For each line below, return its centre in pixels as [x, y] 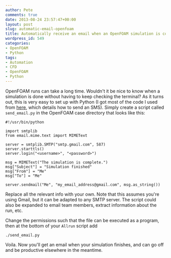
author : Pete [19, 10]
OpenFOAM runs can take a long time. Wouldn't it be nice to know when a [83, 91]
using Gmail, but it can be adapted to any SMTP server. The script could [81, 199]
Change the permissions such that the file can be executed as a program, [82, 220]
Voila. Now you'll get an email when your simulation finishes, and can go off [84, 244]
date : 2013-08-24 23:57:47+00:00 [41, 19]
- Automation [19, 62]
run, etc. [14, 210]
